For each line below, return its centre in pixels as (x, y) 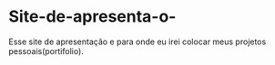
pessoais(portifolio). (46, 51)
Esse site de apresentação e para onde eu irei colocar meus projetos (137, 42)
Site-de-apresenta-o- (92, 17)
